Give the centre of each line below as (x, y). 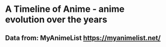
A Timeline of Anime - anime (65, 9)
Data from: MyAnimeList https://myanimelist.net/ (83, 38)
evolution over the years (56, 20)
